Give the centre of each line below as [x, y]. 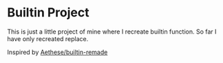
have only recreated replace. [48, 38]
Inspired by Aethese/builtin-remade [57, 52]
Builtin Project [48, 13]
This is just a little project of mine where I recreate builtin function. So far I [112, 32]
